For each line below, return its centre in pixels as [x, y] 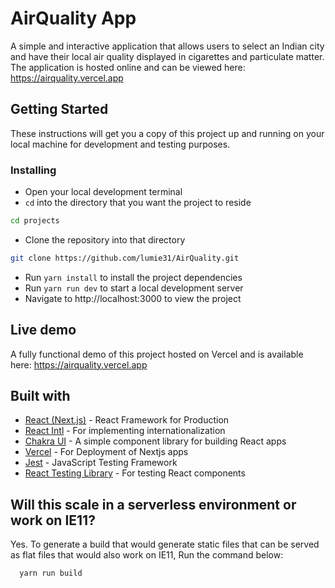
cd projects [35, 221]
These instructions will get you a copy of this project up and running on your [167, 133]
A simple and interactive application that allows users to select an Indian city [167, 46]
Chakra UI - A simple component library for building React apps [155, 441]
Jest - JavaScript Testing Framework [101, 463]
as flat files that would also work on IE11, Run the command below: [147, 555]
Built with [40, 396]
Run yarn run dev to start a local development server [134, 288]
